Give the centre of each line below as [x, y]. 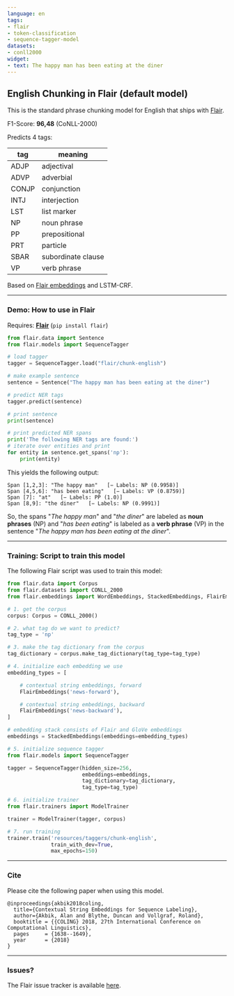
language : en [26, 14]
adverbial [57, 178]
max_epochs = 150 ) [75, 851]
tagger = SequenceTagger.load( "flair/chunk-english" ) [87, 364]
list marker [59, 212]
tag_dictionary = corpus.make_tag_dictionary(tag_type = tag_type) [104, 654]
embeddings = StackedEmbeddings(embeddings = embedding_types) [98, 737]
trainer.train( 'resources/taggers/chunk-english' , [82, 838]
